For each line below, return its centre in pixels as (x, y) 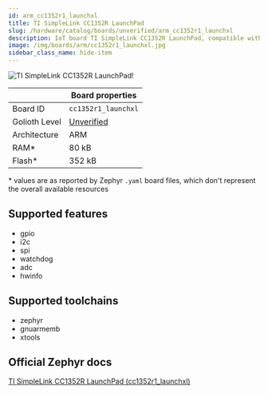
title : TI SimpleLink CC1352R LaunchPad (77, 23)
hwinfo (31, 276)
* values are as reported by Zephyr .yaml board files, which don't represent (132, 180)
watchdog (36, 259)
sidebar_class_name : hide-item (60, 53)
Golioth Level (37, 122)
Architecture (35, 135)
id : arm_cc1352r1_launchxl (53, 16)
